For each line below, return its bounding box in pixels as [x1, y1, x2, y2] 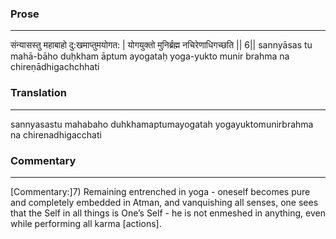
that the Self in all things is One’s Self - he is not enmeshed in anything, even [10, 207, 326, 219]
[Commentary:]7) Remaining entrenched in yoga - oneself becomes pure [10, 185, 311, 197]
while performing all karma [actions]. [10, 217, 162, 229]
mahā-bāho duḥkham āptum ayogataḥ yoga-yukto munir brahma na [10, 50, 290, 62]
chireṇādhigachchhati [10, 61, 100, 73]
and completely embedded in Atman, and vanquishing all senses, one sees [10, 196, 319, 208]
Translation [10, 86, 67, 100]
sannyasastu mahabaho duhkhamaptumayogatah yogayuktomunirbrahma [10, 118, 314, 130]
